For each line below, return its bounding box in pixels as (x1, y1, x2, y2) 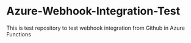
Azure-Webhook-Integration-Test (6, 4, 181, 18)
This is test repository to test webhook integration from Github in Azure (6, 24, 185, 31)
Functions (6, 30, 32, 38)
